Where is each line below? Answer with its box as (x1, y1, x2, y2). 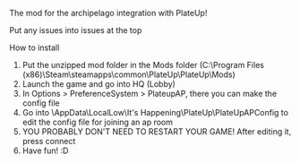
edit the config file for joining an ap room (21, 116, 173, 127)
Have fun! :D (21, 145, 69, 156)
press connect (21, 136, 76, 146)
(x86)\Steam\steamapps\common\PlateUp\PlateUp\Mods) (21, 69, 236, 80)
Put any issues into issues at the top (9, 25, 142, 35)
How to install (9, 42, 60, 53)
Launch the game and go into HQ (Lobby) (21, 79, 176, 89)
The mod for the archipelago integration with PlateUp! (9, 8, 208, 18)
